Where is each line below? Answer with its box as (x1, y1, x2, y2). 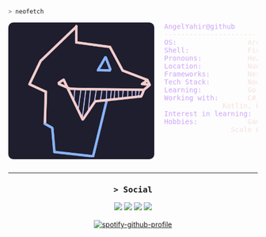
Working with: (164, 93, 219, 102)
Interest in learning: (164, 109, 253, 118)
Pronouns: (164, 53, 202, 63)
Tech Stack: (164, 77, 211, 86)
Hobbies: (164, 117, 198, 126)
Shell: (164, 45, 190, 55)
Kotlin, (222, 101, 253, 110)
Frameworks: (164, 69, 211, 78)
